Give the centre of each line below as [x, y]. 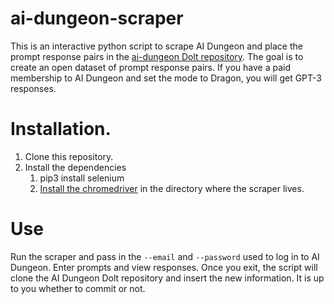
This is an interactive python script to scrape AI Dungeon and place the [156, 46]
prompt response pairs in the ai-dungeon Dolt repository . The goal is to [157, 56]
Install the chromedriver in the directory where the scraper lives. [172, 188]
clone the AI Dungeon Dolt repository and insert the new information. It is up [167, 278]
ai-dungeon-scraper [97, 18]
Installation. [61, 129]
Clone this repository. [69, 156]
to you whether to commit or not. [78, 288]
